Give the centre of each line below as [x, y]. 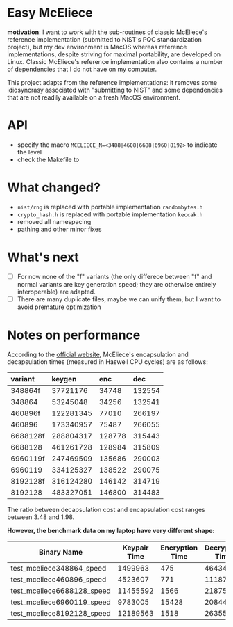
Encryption [179, 548]
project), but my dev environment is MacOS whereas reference [97, 47]
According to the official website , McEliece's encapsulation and [98, 354]
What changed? [54, 188]
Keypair [136, 548]
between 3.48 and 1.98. [41, 517]
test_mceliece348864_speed [59, 568]
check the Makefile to [48, 159]
